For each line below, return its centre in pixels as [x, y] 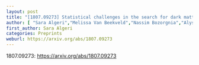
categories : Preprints [34, 34]
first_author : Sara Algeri [39, 28]
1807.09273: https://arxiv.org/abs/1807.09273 [61, 56]
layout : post [22, 12]
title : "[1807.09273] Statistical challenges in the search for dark [94, 17]
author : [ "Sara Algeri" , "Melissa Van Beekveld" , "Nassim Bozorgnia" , [94, 22]
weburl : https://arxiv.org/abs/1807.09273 [59, 39]
